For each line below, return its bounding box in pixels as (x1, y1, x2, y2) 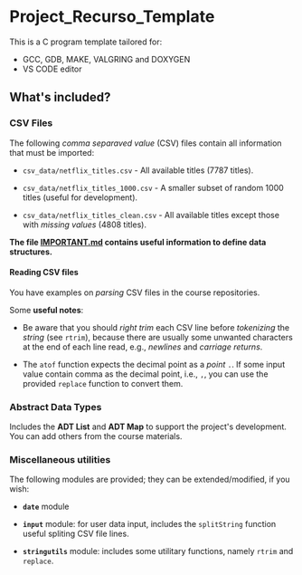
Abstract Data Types (9, 400, 102, 413)
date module (22, 501, 70, 513)
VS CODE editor (22, 63, 82, 74)
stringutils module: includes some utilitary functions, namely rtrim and (22, 546, 294, 557)
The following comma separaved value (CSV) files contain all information (9, 138, 282, 149)
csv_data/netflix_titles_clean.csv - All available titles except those (22, 209, 280, 220)
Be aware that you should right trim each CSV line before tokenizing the (22, 321, 290, 332)
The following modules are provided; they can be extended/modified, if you (9, 474, 291, 485)
